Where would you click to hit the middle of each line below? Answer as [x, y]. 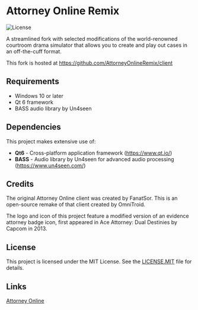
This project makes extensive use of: [51, 141]
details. [15, 268]
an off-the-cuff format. [34, 51]
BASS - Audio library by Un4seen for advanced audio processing [94, 159]
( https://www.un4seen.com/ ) [50, 165]
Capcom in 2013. [27, 229]
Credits [20, 184]
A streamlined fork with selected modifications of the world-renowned [92, 39]
